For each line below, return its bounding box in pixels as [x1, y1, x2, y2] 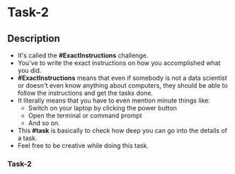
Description [7, 33, 60, 45]
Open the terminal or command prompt [28, 111, 142, 120]
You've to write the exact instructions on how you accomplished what [17, 59, 221, 67]
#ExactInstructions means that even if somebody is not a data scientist [17, 74, 228, 82]
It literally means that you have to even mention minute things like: [17, 96, 210, 105]
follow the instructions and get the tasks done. [17, 89, 154, 97]
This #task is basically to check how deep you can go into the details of [17, 127, 228, 134]
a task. [17, 134, 38, 142]
